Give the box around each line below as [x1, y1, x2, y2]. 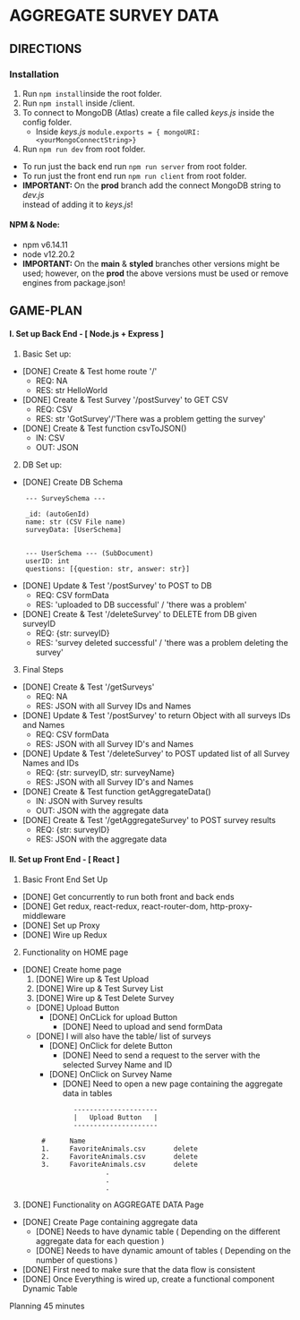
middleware [21, 910, 66, 921]
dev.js [21, 189, 45, 200]
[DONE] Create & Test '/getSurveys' [21, 681, 155, 692]
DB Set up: [21, 459, 63, 470]
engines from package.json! [21, 278, 126, 288]
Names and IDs [21, 758, 79, 768]
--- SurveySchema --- [25, 493, 106, 502]
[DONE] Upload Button [35, 1002, 119, 1013]
